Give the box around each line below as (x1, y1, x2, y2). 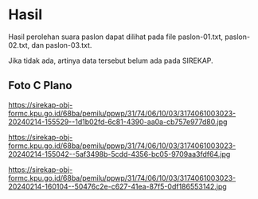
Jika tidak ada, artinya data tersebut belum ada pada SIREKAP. (8, 56, 213, 65)
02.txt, (8, 40, 30, 49)
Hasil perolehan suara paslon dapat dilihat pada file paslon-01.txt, (8, 32, 224, 41)
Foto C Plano (8, 79, 72, 92)
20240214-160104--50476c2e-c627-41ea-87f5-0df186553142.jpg (8, 181, 227, 191)
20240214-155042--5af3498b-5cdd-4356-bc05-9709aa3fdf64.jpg (8, 149, 231, 158)
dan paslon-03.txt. (31, 40, 92, 49)
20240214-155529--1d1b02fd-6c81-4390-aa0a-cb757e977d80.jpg (8, 117, 228, 127)
